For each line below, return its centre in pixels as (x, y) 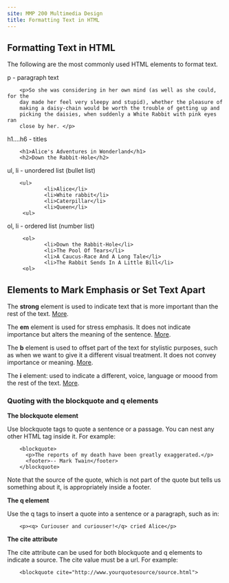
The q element (28, 500)
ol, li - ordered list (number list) (51, 226)
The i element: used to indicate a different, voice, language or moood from (112, 376)
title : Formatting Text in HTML (53, 20)
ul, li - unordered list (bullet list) (52, 171)
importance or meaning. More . (50, 363)
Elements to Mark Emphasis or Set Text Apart (106, 290)
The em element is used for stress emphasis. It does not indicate (99, 327)
